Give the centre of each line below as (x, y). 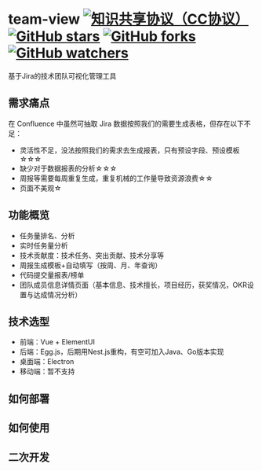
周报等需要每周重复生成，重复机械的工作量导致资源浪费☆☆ (116, 178)
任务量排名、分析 (47, 235)
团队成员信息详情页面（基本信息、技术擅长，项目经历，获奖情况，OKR (133, 285)
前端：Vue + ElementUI (57, 342)
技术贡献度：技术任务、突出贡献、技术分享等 (92, 255)
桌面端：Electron (47, 362)
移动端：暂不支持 (47, 372)
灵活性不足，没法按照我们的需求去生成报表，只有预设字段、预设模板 (129, 150)
